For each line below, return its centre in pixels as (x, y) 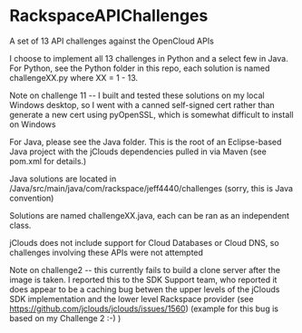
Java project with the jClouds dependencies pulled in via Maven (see (138, 152)
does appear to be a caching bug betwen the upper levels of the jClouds (145, 289)
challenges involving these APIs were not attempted (107, 252)
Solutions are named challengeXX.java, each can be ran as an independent (150, 215)
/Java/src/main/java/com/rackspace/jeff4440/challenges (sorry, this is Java (151, 188)
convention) (32, 198)
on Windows (33, 124)
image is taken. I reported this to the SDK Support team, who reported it (143, 279)
